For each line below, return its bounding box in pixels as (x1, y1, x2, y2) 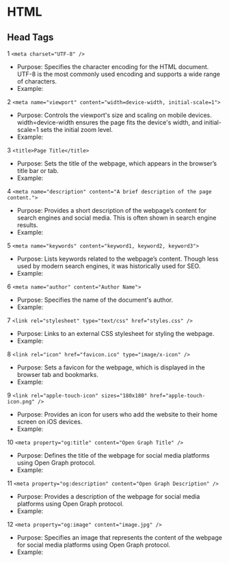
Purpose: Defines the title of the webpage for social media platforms (16, 451, 210, 459)
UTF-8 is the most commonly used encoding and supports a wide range (16, 70, 221, 78)
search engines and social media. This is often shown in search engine (16, 213, 217, 222)
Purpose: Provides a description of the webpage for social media (16, 493, 200, 500)
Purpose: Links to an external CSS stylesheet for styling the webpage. (16, 330, 215, 337)
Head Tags (7, 31, 54, 43)
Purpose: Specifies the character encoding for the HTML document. (16, 63, 209, 70)
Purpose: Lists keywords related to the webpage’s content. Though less (16, 254, 219, 263)
